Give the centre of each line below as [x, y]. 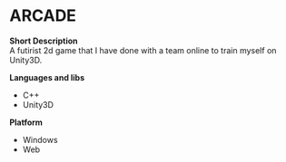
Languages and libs [47, 77]
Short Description [44, 41]
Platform [26, 122]
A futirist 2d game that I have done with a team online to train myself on [143, 50]
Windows [40, 139]
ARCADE [43, 16]
